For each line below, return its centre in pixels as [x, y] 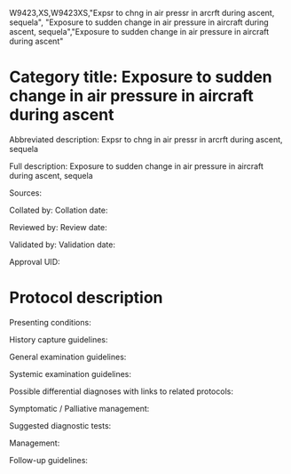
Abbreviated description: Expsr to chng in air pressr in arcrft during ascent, [146, 139]
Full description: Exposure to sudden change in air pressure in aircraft [137, 166]
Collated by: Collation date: [59, 210]
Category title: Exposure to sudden [141, 77]
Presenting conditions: [50, 322]
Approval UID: [35, 261]
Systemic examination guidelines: [70, 374]
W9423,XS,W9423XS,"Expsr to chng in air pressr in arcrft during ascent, [142, 13]
